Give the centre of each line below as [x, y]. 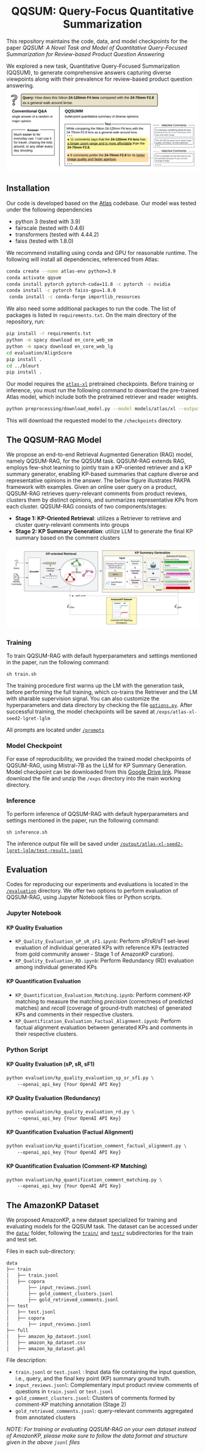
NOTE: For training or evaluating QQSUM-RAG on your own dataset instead [101, 1429]
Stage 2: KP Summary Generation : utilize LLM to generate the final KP [104, 531]
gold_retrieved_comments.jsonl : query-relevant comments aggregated [104, 1411]
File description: [27, 1360]
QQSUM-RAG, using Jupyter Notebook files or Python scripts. [84, 897]
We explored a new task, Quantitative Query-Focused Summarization [93, 66]
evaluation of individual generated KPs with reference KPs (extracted [102, 948]
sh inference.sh [27, 832]
